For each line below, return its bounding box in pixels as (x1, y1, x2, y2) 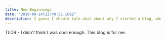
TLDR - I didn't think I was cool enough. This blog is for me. (5, 30, 126, 36)
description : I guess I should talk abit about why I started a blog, (5, 16, 154, 21)
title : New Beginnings (5, 7, 52, 12)
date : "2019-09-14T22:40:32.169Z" (5, 12, 77, 17)
